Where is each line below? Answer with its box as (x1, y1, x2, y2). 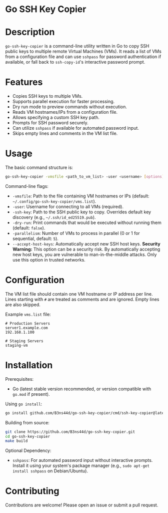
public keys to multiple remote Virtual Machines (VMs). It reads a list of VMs (5, 49, 161, 55)
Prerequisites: (5, 376, 34, 382)
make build (5, 438, 28, 444)
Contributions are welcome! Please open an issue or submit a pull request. (5, 502, 158, 508)
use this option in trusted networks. (12, 256, 86, 263)
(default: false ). (12, 224, 45, 231)
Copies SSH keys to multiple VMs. (12, 93, 83, 99)
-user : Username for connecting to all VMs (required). (12, 203, 124, 209)
